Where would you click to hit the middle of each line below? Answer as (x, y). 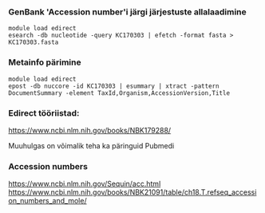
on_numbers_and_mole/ (47, 201)
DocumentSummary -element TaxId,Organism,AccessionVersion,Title (119, 93)
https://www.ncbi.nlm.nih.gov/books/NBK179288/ (90, 130)
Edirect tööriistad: (44, 112)
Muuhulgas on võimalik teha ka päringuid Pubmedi (91, 145)
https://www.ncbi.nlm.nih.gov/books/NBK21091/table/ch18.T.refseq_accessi (132, 192)
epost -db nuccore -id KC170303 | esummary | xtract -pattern (114, 86)
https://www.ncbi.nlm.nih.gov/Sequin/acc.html (85, 184)
